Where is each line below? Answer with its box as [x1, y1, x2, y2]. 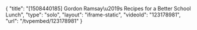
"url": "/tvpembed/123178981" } [5, 18, 83, 24]
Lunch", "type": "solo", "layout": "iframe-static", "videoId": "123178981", [5, 11, 181, 18]
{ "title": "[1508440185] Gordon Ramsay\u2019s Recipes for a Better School [5, 5, 191, 12]
